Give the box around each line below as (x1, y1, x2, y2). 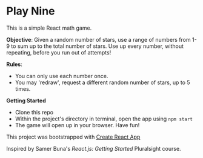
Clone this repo (15, 108, 53, 116)
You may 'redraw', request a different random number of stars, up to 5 (15, 79, 190, 86)
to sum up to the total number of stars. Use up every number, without (11, 42, 184, 50)
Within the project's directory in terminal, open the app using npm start (15, 115, 193, 122)
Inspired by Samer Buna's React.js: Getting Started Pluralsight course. (6, 145, 181, 152)
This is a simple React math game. (6, 24, 92, 31)
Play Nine (6, 4, 56, 18)
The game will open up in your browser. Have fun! (15, 121, 140, 128)
